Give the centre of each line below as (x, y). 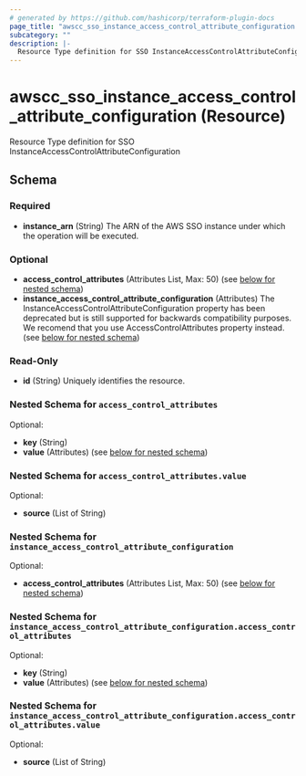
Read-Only (34, 361)
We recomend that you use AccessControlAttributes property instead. (153, 328)
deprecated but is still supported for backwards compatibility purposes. (157, 318)
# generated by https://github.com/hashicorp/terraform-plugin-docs (142, 18)
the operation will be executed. (81, 236)
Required (30, 206)
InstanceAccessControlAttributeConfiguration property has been (144, 309)
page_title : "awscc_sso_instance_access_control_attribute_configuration (153, 26)
